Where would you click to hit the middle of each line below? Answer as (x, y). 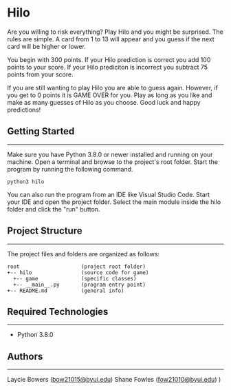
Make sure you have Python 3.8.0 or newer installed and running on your (110, 154)
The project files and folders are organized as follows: (84, 254)
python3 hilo (26, 182)
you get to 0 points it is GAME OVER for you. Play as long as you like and (110, 95)
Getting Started (41, 131)
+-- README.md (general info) (66, 291)
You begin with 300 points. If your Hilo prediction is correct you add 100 (109, 59)
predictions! (24, 110)
